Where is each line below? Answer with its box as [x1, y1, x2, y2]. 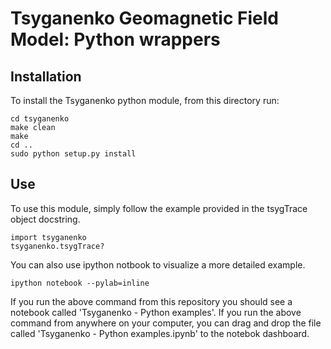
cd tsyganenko [10, 114, 70, 124]
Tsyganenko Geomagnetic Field [10, 7, 279, 30]
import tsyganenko [10, 232, 87, 242]
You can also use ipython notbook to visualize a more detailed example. [10, 258, 306, 271]
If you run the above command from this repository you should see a [10, 295, 293, 307]
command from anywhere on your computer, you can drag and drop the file [10, 317, 322, 329]
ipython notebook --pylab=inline [10, 278, 150, 288]
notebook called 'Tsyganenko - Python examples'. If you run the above [10, 306, 302, 318]
